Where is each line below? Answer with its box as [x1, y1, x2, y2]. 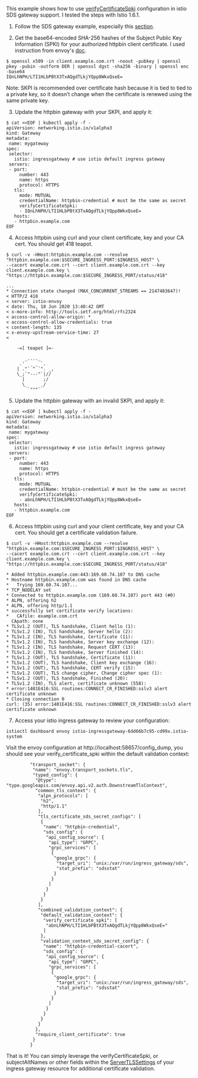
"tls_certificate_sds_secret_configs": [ [37, 814, 142, 819]
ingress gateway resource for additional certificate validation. [6, 1065, 155, 1072]
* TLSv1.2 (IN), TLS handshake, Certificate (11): [6, 634, 134, 640]
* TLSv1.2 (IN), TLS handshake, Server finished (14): [6, 649, 144, 655]
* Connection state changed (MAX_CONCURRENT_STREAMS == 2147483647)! [6, 288, 181, 294]
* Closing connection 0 [6, 696, 65, 702]
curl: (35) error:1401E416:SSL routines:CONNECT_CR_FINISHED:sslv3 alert [6, 701, 192, 707]
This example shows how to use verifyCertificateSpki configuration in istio [6, 5, 187, 12]
